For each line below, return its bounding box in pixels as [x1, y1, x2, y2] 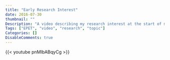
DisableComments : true [5, 35, 53, 40]
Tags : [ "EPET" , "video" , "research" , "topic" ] [5, 26, 105, 31]
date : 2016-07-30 [5, 12, 42, 17]
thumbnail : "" [5, 16, 35, 21]
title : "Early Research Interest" [5, 7, 78, 12]
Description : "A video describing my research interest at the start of [5, 21, 162, 26]
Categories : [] [5, 30, 37, 35]
